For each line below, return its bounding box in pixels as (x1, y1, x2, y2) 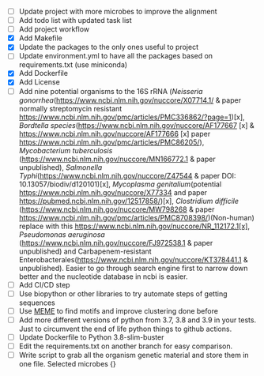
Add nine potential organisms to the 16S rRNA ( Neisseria (18, 86, 203, 96)
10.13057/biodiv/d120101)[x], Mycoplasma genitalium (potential (18, 179, 222, 189)
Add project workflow (18, 24, 90, 34)
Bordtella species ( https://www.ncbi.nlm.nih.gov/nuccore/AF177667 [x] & (18, 120, 255, 130)
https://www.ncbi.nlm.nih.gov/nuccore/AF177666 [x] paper (18, 129, 211, 138)
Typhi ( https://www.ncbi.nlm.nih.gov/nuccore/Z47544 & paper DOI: (18, 171, 236, 180)
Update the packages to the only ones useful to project (18, 43, 199, 52)
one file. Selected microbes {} (18, 359, 116, 368)
